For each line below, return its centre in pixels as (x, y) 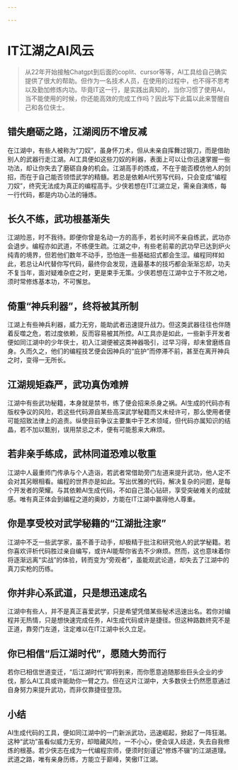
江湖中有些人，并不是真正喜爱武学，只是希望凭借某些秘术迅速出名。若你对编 (119, 611)
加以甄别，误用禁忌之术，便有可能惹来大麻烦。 (100, 429)
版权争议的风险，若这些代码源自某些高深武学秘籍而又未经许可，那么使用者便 (119, 411)
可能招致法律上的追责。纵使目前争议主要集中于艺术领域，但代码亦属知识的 (116, 420)
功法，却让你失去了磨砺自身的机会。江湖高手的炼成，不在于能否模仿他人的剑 (119, 168)
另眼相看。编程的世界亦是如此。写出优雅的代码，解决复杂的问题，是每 (128, 481)
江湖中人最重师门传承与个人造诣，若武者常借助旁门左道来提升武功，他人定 (116, 472)
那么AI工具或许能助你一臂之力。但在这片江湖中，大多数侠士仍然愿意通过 (125, 681)
